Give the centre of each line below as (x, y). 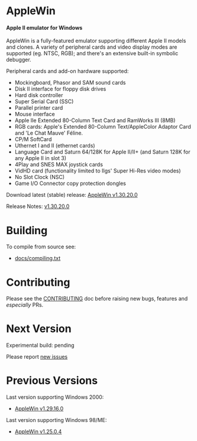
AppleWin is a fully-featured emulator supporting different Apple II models (96, 41)
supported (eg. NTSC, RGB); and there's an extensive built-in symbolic (92, 53)
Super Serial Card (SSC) (44, 101)
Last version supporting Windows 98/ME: (56, 420)
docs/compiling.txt (38, 258)
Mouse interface (35, 114)
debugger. (19, 60)
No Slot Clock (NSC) (40, 177)
